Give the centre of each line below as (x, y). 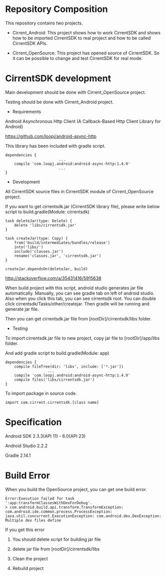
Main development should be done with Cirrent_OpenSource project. (76, 92)
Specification (34, 422)
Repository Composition (57, 9)
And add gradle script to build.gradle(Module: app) (57, 353)
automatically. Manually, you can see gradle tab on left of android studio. (80, 293)
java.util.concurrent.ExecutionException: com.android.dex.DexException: (83, 516)
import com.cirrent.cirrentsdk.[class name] (52, 402)
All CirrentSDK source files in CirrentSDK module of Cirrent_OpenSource (79, 191)
